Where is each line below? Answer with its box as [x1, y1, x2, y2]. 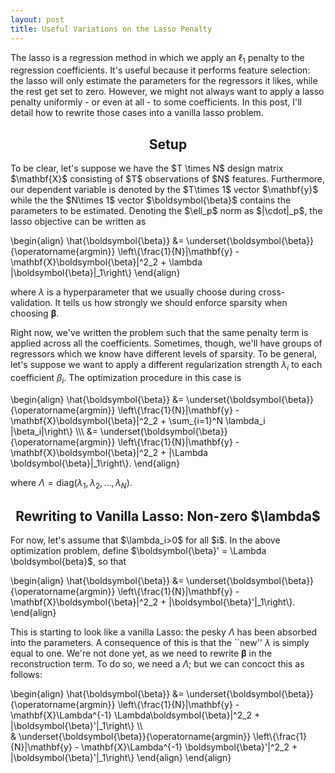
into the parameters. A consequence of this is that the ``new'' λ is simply [10, 637, 310, 649]
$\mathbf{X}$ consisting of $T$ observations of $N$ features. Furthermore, [10, 173, 326, 185]
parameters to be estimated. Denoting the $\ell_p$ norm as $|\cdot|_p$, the [10, 205, 323, 217]
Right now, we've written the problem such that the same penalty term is [10, 327, 309, 339]
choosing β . [10, 307, 60, 320]
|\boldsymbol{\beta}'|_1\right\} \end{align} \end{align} [10, 752, 232, 764]
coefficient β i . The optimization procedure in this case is [10, 371, 242, 386]
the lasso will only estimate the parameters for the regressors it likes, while [10, 75, 318, 87]
